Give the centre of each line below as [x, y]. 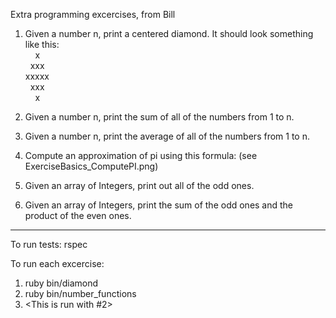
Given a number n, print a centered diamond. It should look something [169, 33]
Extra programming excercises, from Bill [93, 14]
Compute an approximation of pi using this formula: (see [141, 155]
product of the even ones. [78, 215]
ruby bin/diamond [61, 283]
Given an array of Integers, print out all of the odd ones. [139, 185]
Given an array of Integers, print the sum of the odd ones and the [159, 205]
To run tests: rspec [49, 244]
